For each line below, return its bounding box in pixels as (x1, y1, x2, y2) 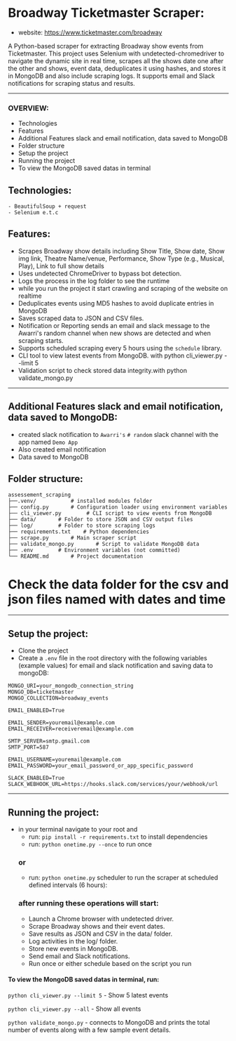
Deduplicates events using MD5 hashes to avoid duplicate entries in (18, 299, 214, 307)
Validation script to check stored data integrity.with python (18, 366, 188, 374)
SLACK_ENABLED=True (8, 775, 65, 782)
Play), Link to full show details (18, 261, 104, 270)
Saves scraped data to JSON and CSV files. (18, 314, 144, 322)
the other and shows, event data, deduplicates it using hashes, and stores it (8, 64, 226, 72)
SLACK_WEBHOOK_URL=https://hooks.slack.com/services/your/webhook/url (8, 781, 218, 788)
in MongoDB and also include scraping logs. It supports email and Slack (8, 72, 216, 80)
